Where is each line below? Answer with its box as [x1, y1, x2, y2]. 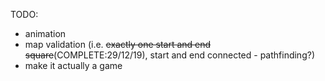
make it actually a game [24, 60, 123, 71]
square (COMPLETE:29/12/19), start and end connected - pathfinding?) [24, 49, 315, 61]
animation [24, 28, 67, 39]
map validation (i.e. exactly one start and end [24, 39, 212, 50]
